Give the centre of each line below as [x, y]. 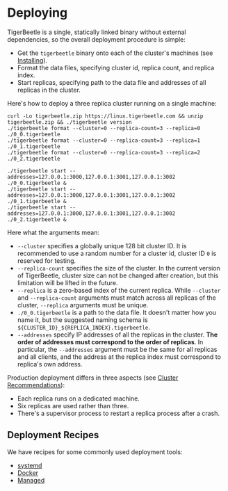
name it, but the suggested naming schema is [82, 320]
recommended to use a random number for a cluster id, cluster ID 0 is [117, 253]
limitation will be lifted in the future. [67, 282]
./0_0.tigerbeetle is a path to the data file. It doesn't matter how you [117, 312]
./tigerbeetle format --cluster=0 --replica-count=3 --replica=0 [104, 128]
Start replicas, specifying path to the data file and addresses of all [112, 82]
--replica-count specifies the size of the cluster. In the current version [119, 268]
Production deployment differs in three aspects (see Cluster [93, 378]
